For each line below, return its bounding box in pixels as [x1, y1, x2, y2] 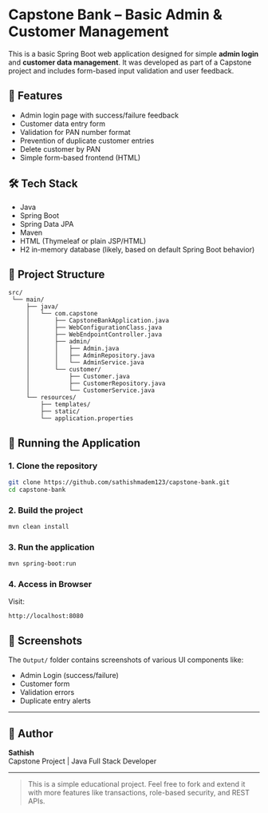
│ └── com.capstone [26, 310, 98, 318]
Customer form [19, 679, 70, 688]
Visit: [8, 597, 26, 606]
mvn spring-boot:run [8, 560, 77, 568]
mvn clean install [8, 523, 69, 531]
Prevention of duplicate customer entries [19, 136, 155, 145]
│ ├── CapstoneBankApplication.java [26, 317, 170, 325]
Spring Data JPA [19, 219, 74, 228]
